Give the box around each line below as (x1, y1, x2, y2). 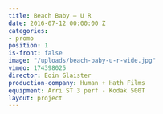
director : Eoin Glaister (8, 71, 92, 79)
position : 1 (8, 42, 48, 50)
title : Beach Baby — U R (8, 11, 92, 20)
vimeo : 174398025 (8, 64, 67, 72)
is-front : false (8, 49, 63, 57)
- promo (8, 34, 35, 43)
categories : (8, 26, 48, 35)
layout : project (8, 94, 63, 102)
